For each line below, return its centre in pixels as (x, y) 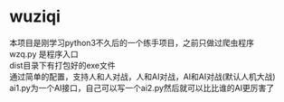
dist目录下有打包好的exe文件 (62, 65)
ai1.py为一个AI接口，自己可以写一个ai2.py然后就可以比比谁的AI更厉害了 (142, 88)
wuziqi (35, 17)
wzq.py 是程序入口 (44, 54)
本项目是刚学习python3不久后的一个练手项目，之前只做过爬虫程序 (132, 42)
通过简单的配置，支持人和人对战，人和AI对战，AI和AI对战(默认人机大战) (142, 76)
